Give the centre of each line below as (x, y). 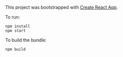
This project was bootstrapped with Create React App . (62, 7)
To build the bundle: (26, 40)
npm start (16, 31)
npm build (16, 49)
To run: (13, 17)
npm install (18, 26)
